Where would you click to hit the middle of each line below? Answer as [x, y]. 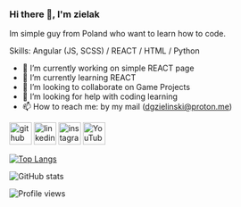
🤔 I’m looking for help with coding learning [100, 96]
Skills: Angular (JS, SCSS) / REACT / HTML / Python [104, 51]
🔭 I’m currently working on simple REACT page [108, 68]
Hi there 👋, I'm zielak [54, 14]
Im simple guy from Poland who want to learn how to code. [117, 34]
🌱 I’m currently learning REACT [79, 78]
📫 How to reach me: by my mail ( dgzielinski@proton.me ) [127, 107]
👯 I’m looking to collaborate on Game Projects [106, 87]
